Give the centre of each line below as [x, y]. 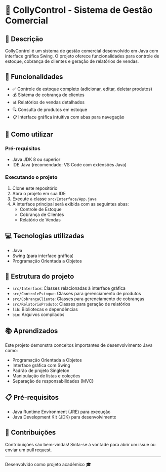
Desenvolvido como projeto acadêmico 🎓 [48, 464]
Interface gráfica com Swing [41, 366]
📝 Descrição [24, 39]
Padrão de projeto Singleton [41, 370]
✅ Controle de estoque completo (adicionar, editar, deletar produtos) [82, 89]
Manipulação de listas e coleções [46, 376]
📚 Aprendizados [32, 331]
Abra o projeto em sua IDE [39, 193]
